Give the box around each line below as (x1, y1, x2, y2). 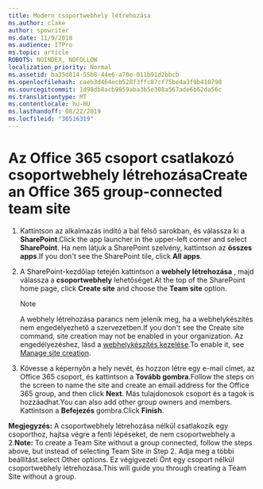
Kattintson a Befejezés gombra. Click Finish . (19, 406, 164, 415)
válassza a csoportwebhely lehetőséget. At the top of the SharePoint (19, 275, 246, 284)
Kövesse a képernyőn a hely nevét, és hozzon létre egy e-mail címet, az (19, 363, 256, 373)
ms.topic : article (8, 48, 69, 56)
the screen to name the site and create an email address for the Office (19, 380, 250, 390)
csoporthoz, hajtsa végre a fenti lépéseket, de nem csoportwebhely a (8, 429, 236, 439)
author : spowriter (8, 26, 69, 34)
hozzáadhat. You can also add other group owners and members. (19, 397, 233, 406)
